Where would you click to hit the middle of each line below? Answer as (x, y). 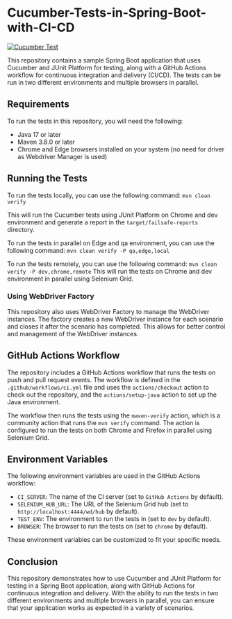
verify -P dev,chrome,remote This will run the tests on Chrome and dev (110, 271)
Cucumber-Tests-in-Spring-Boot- (107, 13)
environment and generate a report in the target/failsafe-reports (103, 222)
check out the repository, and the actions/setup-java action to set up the (112, 395)
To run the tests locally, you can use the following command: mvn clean (109, 195)
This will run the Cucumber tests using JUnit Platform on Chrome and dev (113, 215)
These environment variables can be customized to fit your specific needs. (114, 540)
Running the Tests (48, 179)
